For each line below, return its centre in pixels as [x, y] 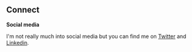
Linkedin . [18, 42]
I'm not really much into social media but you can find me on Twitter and [96, 36]
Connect [23, 10]
